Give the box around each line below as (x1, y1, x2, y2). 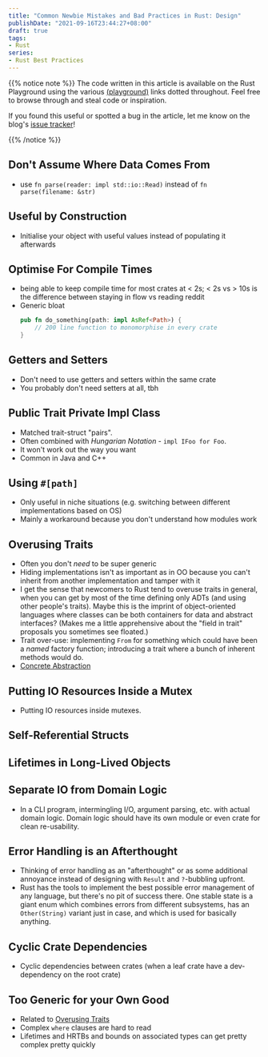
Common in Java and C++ (19, 453, 106, 463)
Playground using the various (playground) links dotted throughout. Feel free (8, 86, 261, 96)
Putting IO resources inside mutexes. (19, 705, 142, 715)
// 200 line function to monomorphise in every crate (34, 324, 218, 332)
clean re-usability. (19, 822, 80, 831)
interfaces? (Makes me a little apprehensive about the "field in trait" (19, 618, 243, 629)
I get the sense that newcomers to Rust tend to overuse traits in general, (19, 585, 258, 594)
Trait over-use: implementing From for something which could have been (19, 636, 258, 645)
